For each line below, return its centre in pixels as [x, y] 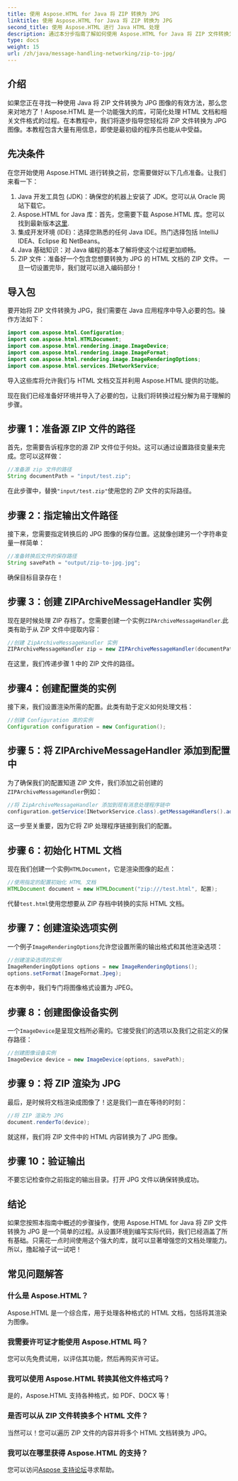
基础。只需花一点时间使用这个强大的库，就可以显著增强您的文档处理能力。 [122, 1241]
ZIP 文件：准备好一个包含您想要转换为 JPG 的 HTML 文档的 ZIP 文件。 [119, 258]
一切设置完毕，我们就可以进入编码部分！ [83, 267]
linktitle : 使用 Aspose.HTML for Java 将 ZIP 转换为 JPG [90, 21]
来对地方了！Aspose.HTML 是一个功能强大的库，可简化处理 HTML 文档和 [114, 112]
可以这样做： [45, 456]
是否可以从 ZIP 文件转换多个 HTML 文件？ [78, 1416]
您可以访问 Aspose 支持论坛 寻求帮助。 [63, 1470]
